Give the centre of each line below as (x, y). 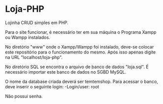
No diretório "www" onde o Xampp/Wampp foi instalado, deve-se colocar (80, 47)
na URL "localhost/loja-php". (34, 57)
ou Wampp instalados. (28, 37)
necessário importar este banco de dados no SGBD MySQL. (66, 72)
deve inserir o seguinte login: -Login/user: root (52, 86)
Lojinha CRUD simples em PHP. (37, 23)
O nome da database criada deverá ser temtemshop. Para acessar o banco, (81, 81)
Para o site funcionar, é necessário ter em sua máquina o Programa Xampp (81, 32)
